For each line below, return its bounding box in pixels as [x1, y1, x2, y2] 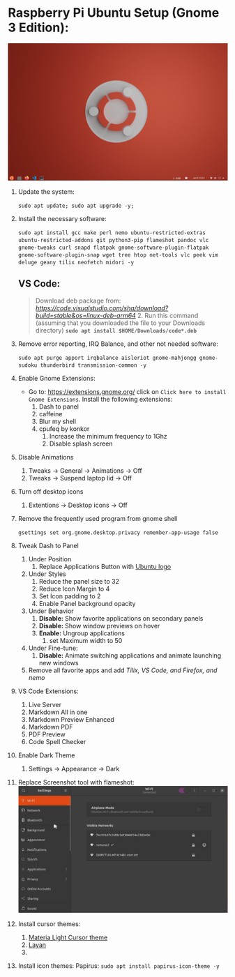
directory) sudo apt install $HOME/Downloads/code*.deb [35, 326, 197, 334]
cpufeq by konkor [38, 424, 90, 433]
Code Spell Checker [28, 737, 86, 745]
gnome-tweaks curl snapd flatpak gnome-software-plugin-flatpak [17, 244, 209, 251]
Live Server [28, 700, 62, 709]
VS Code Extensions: [17, 687, 79, 695]
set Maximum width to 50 [49, 636, 123, 644]
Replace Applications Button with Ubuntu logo [38, 562, 172, 570]
